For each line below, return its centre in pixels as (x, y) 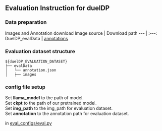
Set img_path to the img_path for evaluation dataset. (59, 108)
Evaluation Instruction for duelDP (57, 8)
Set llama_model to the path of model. (45, 98)
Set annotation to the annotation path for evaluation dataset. (67, 114)
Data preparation (26, 22)
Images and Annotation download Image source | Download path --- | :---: (81, 33)
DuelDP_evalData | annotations (37, 38)
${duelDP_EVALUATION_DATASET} (36, 62)
